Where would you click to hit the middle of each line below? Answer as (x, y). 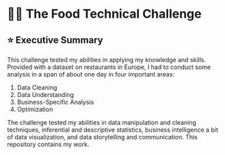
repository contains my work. (48, 144)
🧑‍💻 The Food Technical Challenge (104, 14)
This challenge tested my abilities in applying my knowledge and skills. (107, 60)
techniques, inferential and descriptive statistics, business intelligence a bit (113, 130)
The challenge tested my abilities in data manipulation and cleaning (102, 123)
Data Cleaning (37, 87)
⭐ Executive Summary (55, 40)
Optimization (35, 109)
